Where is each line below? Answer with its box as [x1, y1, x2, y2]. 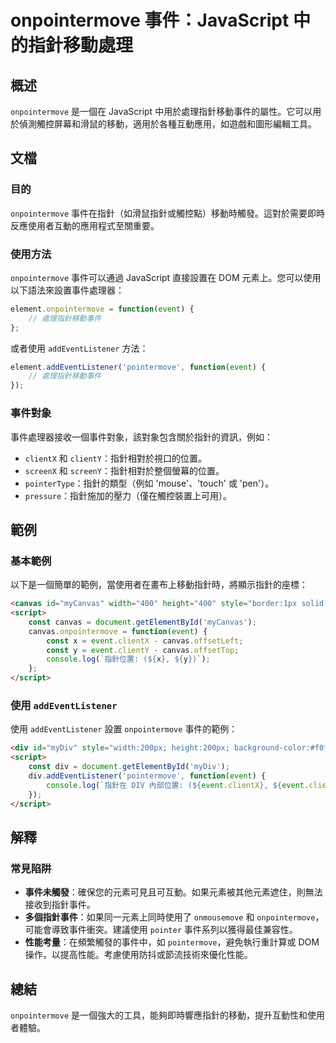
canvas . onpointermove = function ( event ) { [28, 626, 208, 636]
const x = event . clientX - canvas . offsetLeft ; [46, 636, 244, 646]
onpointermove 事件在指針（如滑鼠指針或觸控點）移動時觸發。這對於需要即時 [10, 207, 326, 219]
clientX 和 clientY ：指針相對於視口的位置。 [24, 452, 207, 464]
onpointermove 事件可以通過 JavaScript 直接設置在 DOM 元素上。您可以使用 [10, 271, 322, 283]
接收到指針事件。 [24, 899, 96, 911]
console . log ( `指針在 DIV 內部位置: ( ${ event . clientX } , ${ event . [46, 780, 310, 790]
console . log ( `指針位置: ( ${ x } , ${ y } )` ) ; [46, 654, 211, 665]
